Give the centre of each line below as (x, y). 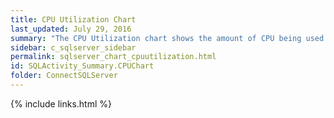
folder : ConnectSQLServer (64, 76)
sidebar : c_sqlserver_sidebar (73, 47)
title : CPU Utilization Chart (73, 19)
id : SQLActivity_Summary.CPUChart (82, 66)
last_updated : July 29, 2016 (71, 29)
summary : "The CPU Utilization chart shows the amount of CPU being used (167, 38)
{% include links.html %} (61, 103)
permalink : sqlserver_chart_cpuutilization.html (113, 57)
